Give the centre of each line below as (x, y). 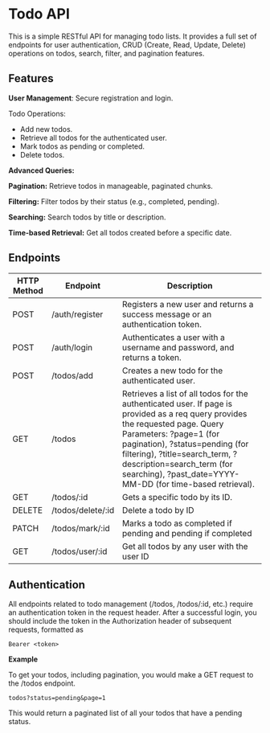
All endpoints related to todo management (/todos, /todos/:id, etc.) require (131, 604)
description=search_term (169, 464)
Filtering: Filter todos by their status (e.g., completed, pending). (114, 201)
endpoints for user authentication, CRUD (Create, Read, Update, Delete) (127, 44)
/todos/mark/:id (80, 528)
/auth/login (72, 347)
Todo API (39, 14)
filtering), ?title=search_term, (176, 453)
